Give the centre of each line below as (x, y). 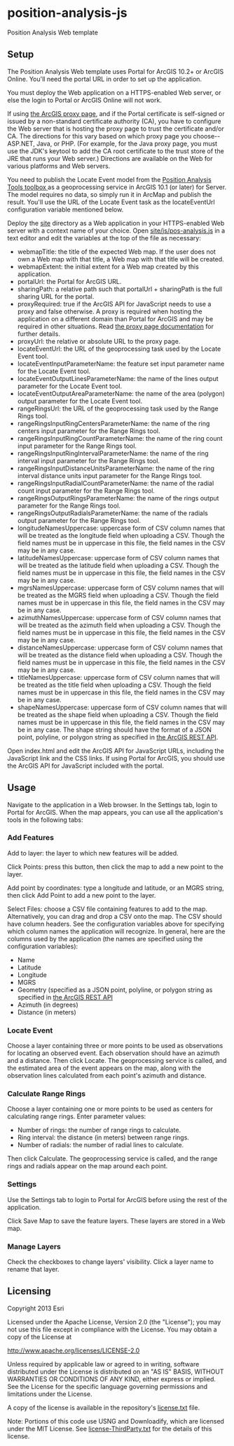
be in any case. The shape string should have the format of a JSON (115, 730)
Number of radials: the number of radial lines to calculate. (101, 1145)
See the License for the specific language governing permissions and (108, 1386)
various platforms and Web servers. (59, 166)
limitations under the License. (50, 1394)
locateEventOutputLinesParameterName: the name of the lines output (118, 378)
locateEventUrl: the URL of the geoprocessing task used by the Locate (119, 349)
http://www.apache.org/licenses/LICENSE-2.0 (74, 1350)
